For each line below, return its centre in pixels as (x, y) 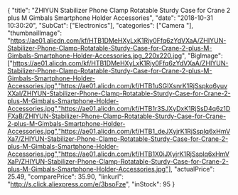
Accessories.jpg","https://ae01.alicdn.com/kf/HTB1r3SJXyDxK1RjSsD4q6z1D (119, 109)
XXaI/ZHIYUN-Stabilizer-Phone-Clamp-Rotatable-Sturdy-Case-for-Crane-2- (119, 93)
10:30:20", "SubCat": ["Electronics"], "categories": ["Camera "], (101, 25)
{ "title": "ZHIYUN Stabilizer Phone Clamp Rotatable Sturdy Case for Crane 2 (119, 10)
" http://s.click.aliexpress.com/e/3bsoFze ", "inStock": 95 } (91, 184)
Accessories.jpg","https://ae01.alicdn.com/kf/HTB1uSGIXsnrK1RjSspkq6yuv (118, 86)
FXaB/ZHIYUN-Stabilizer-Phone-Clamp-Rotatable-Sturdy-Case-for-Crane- (117, 116)
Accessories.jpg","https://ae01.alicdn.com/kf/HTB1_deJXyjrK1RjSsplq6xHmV (119, 131)
